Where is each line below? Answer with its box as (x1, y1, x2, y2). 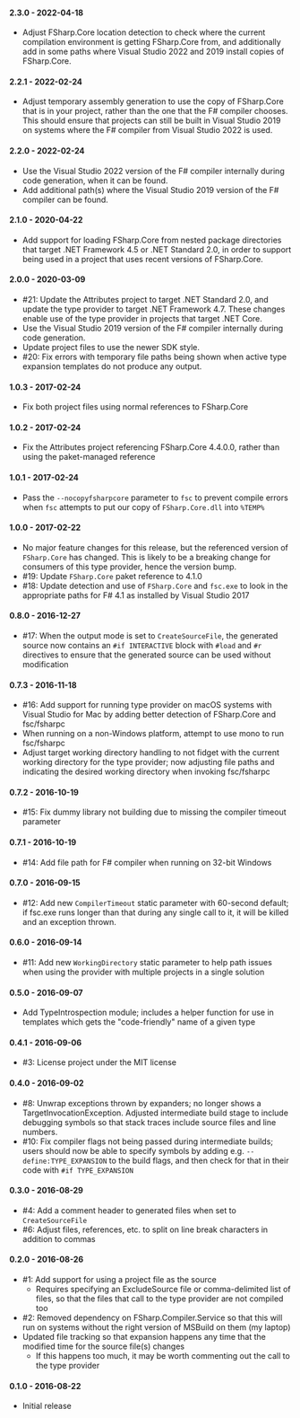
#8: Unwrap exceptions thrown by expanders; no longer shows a (21, 1097, 261, 1108)
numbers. (21, 1126, 58, 1137)
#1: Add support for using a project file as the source (21, 1274, 217, 1285)
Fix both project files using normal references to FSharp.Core (21, 401, 249, 412)
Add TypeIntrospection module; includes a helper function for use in (21, 1007, 275, 1018)
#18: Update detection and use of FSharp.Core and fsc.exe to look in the (21, 580, 288, 591)
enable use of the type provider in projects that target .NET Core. (21, 313, 262, 324)
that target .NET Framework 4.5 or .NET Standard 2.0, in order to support (21, 243, 292, 255)
